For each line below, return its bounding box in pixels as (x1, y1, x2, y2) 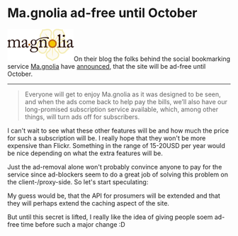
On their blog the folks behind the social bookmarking (74, 55, 231, 63)
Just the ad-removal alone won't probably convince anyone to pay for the (7, 162, 222, 171)
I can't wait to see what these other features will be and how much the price (7, 126, 229, 135)
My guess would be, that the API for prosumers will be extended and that (7, 191, 221, 200)
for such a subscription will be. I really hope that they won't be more (7, 133, 206, 142)
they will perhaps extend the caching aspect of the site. (7, 198, 170, 207)
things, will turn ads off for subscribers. (24, 112, 140, 121)
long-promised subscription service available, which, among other (24, 105, 218, 113)
